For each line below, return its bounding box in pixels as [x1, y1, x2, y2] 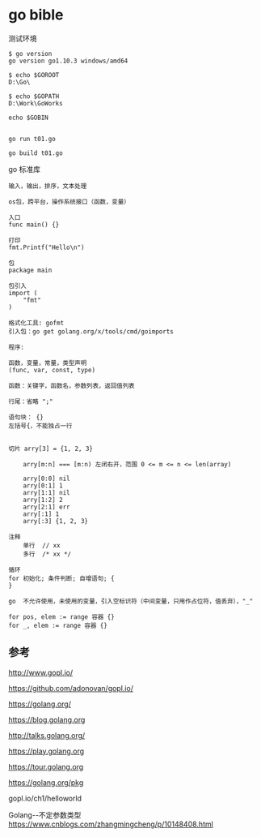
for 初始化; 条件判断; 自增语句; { [8, 574, 115, 582]
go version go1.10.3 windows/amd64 [8, 57, 128, 65]
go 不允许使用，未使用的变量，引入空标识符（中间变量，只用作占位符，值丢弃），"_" [8, 597, 254, 605]
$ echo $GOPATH [8, 92, 60, 101]
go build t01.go [8, 148, 63, 157]
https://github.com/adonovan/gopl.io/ [8, 683, 133, 693]
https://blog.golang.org [8, 715, 86, 724]
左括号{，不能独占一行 [8, 422, 73, 430]
